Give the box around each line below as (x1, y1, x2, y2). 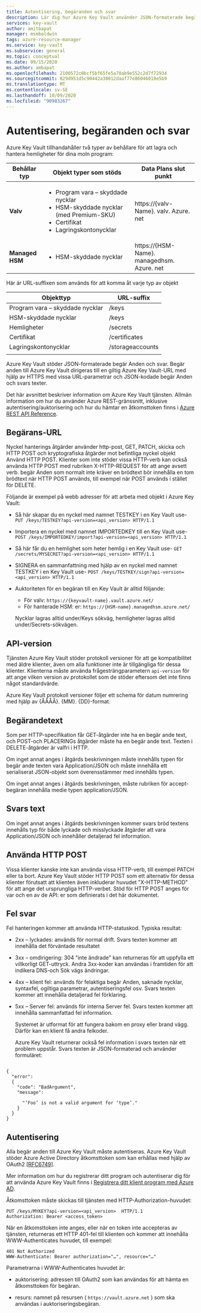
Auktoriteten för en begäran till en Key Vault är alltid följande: (14, 585, 165, 592)
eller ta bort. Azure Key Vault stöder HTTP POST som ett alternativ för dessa (6, 872, 194, 879)
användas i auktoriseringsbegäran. (14, 1300, 100, 1308)
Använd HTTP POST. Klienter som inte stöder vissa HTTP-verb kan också (6, 456, 187, 463)
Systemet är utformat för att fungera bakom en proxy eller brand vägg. (14, 1021, 189, 1028)
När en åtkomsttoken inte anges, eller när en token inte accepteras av (6, 1224, 178, 1231)
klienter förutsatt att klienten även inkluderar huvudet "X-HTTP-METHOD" (6, 879, 188, 886)
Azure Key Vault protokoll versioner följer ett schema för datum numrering (6, 691, 188, 699)
